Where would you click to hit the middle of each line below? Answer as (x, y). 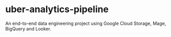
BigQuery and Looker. (28, 28)
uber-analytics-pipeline (57, 9)
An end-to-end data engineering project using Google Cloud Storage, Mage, (86, 23)
